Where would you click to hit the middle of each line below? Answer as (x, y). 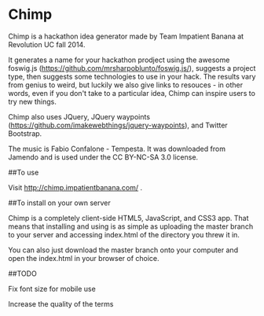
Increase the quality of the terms (61, 303)
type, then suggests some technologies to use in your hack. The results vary (132, 76)
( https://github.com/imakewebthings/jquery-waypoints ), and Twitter (118, 125)
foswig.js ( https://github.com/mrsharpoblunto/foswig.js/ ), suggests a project (132, 68)
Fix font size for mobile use (52, 288)
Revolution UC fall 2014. (47, 44)
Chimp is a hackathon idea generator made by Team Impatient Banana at (126, 36)
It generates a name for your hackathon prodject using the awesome (119, 60)
